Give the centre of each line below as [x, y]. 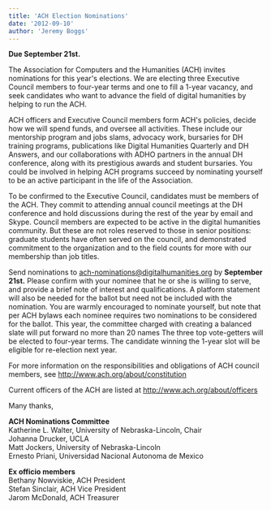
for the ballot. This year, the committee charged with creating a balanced [130, 324]
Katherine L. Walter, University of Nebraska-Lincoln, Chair [105, 430]
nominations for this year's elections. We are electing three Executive [124, 79]
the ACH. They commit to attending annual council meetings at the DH [126, 205]
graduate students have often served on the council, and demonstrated [127, 240]
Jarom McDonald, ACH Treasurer [64, 498]
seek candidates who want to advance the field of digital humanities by [127, 96]
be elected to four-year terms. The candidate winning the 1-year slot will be [134, 341]
